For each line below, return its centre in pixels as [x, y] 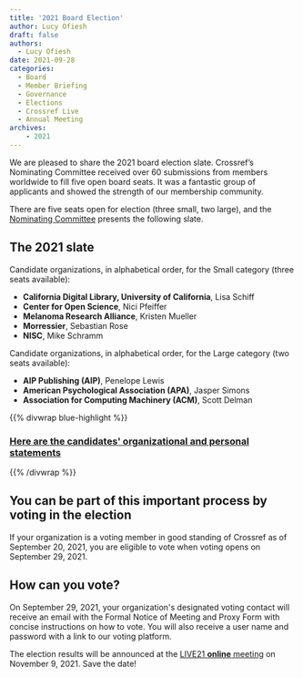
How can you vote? [65, 586]
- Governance [42, 94]
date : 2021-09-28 [42, 60]
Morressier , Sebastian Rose [76, 325]
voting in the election [71, 515]
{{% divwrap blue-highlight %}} [69, 417]
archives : [28, 128]
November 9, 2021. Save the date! [73, 663]
